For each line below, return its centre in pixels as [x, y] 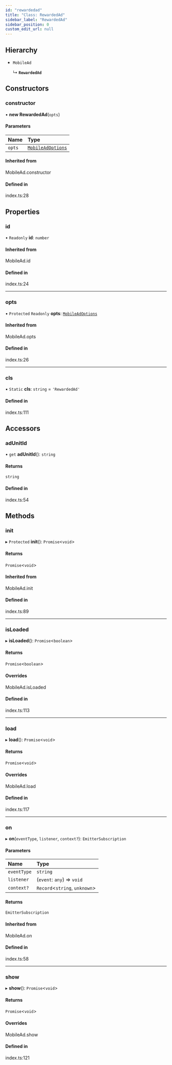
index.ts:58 [17, 959]
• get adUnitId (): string [30, 454]
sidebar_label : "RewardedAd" [36, 20]
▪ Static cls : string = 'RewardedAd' [43, 389]
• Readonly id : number [27, 238]
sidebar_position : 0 [27, 24]
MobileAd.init [19, 588]
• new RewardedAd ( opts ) [33, 114]
